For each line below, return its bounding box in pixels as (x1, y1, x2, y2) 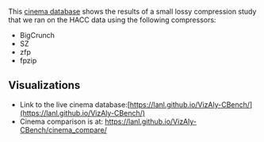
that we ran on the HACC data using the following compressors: (8, 15, 216, 25)
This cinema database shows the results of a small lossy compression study (8, 7, 257, 16)
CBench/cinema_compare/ (19, 125, 107, 134)
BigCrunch (19, 31, 55, 40)
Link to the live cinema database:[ (19, 99, 131, 109)
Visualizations (8, 79, 81, 92)
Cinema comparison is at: (19, 117, 104, 126)
